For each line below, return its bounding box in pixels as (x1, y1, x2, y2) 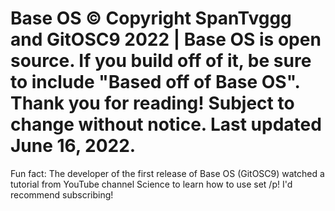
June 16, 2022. (10, 135, 137, 157)
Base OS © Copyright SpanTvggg (10, 7, 292, 30)
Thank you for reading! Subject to (10, 92, 295, 115)
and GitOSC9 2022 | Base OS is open (10, 28, 322, 51)
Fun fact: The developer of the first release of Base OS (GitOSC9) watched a (10, 167, 325, 179)
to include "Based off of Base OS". (10, 71, 301, 94)
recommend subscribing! (10, 188, 114, 201)
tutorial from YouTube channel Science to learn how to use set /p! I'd (10, 178, 293, 190)
